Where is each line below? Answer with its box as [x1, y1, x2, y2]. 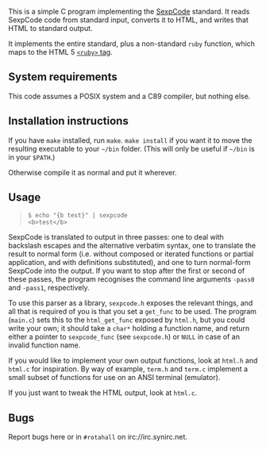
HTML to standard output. [8, 24, 93, 33]
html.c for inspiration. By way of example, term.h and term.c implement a [8, 364, 249, 374]
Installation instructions [8, 114, 129, 128]
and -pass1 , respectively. [8, 283, 90, 293]
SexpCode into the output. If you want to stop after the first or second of [8, 266, 245, 276]
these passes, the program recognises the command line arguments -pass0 [8, 274, 255, 284]
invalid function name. [8, 340, 81, 350]
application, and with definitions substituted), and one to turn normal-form [8, 258, 252, 267]
